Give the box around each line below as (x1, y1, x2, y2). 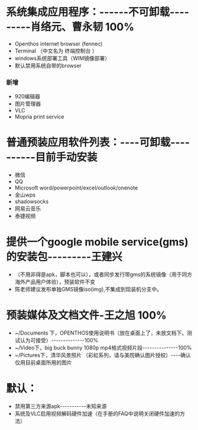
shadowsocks (14, 198, 49, 205)
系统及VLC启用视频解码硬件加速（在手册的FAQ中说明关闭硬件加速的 (14, 410, 180, 417)
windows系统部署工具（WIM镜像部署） (14, 54, 111, 62)
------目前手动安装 (6, 150, 98, 164)
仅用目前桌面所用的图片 (14, 359, 72, 366)
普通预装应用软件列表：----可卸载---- (6, 136, 190, 149)
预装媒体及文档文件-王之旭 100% (6, 309, 167, 322)
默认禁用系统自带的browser (14, 62, 82, 69)
